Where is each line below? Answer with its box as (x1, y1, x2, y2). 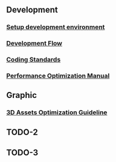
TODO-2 (6, 127, 38, 137)
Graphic (6, 90, 37, 100)
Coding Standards (6, 56, 61, 64)
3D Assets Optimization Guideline (6, 108, 108, 117)
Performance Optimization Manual (6, 72, 110, 80)
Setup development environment (6, 23, 105, 31)
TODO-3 (6, 147, 39, 158)
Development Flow (6, 39, 62, 48)
